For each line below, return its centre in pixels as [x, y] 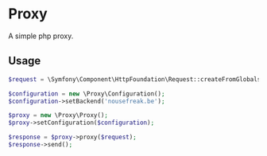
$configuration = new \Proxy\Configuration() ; [87, 94]
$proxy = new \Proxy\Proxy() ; [58, 115]
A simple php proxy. [41, 36]
